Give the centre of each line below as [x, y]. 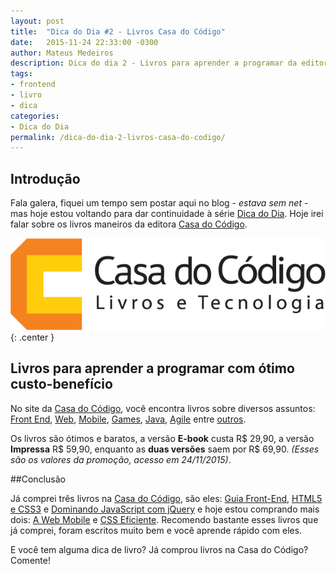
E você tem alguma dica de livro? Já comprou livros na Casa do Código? [159, 549]
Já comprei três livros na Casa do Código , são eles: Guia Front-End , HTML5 [166, 498]
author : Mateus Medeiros [62, 53]
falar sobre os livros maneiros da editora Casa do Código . [129, 224]
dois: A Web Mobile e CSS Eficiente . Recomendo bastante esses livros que [164, 519]
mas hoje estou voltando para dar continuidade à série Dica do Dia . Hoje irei [167, 214]
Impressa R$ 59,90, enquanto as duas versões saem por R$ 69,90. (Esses [165, 449]
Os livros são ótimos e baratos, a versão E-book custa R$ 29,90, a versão [162, 438]
